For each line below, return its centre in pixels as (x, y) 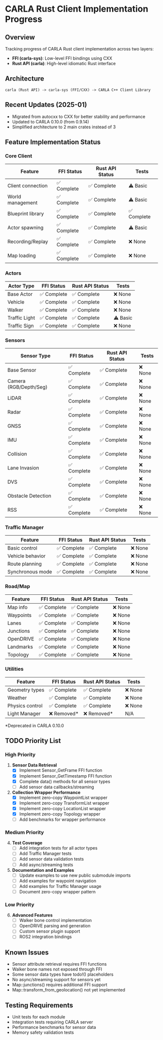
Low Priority (20, 904)
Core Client (19, 156)
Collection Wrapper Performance (46, 792)
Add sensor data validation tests (51, 859)
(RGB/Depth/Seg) (27, 387)
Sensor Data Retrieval (34, 765)
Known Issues (27, 952)
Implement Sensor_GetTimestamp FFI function (66, 776)
